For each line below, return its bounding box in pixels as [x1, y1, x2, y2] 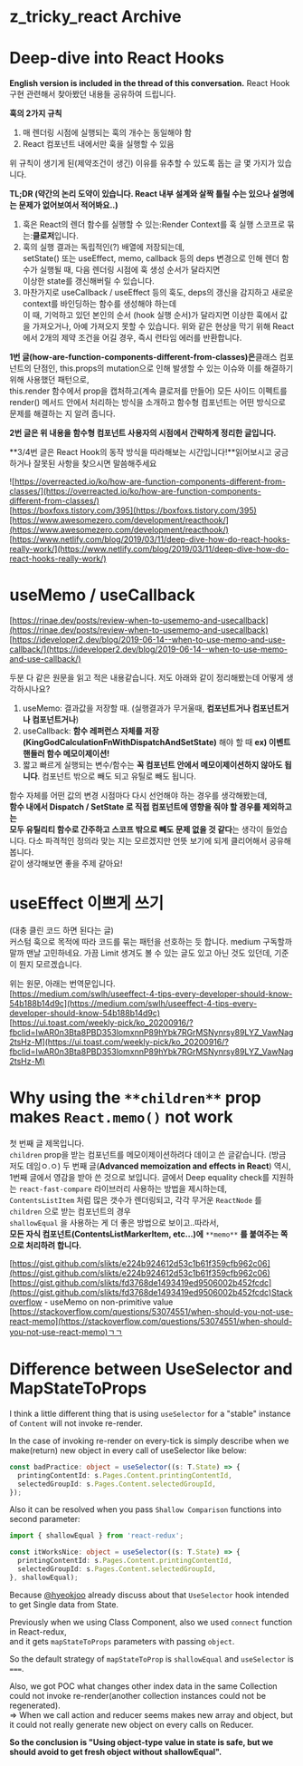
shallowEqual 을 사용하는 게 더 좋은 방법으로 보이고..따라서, [9, 1217, 220, 1227]
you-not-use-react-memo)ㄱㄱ [9, 1326, 123, 1337]
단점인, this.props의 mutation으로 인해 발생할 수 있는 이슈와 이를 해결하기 [33, 363, 294, 374]
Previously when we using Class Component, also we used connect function [9, 1616, 293, 1627]
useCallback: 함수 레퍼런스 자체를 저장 [22, 725, 160, 736]
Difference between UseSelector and [9, 1359, 293, 1380]
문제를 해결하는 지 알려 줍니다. [9, 408, 116, 419]
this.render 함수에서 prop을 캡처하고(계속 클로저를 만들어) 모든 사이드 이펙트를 [9, 385, 288, 396]
